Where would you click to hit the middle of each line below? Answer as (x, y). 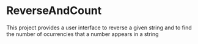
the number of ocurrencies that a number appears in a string (82, 34)
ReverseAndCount (54, 11)
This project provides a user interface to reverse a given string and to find (99, 28)
